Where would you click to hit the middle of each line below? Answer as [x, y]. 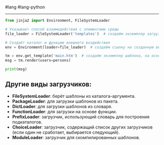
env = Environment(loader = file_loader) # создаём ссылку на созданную [79, 47]
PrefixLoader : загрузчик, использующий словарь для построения [81, 117]
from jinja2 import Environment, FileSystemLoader [58, 20]
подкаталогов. [27, 122]
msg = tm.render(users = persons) [38, 60]
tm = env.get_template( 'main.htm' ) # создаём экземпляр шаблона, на [77, 56]
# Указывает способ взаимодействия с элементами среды [62, 29]
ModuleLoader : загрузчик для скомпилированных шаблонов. [76, 137]
